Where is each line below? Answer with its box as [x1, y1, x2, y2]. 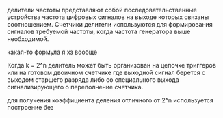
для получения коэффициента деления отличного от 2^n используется [7, 96, 214, 104]
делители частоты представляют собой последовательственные [7, 6, 197, 14]
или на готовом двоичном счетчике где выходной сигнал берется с [7, 68, 206, 76]
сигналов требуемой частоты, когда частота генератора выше [7, 27, 191, 35]
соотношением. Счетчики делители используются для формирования [7, 20, 213, 28]
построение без [7, 104, 54, 111]
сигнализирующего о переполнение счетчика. [7, 83, 144, 91]
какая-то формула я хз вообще [7, 48, 98, 56]
